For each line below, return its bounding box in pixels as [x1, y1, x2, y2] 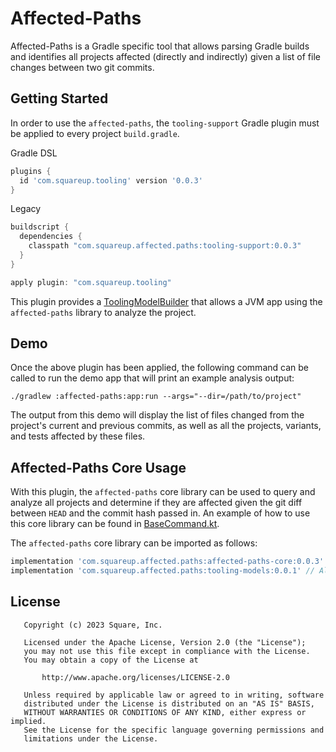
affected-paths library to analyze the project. [10, 306, 197, 318]
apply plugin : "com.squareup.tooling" [10, 277, 172, 287]
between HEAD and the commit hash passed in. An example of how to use [10, 507, 311, 519]
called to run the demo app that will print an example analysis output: [10, 372, 295, 384]
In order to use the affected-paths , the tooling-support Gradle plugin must [10, 117, 320, 129]
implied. [10, 716, 47, 726]
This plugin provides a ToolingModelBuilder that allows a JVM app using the [10, 295, 323, 307]
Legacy [10, 203, 42, 215]
